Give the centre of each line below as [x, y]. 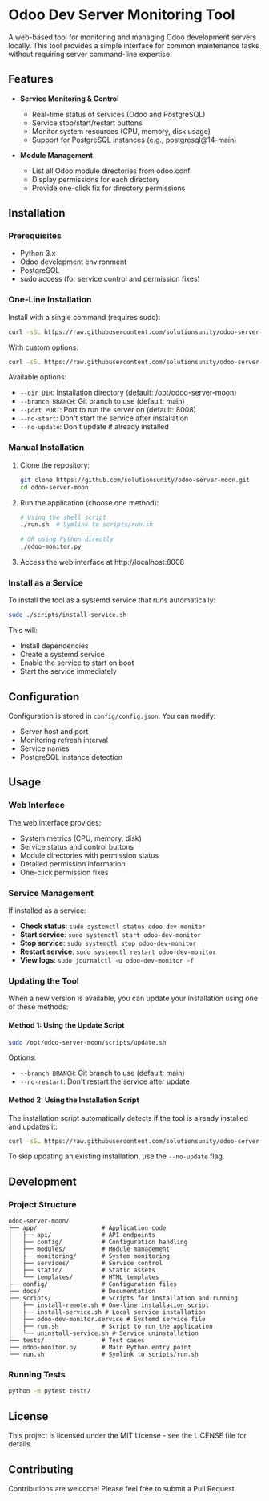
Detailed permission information [72, 863]
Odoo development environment [73, 262]
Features [31, 79]
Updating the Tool [44, 980]
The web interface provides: [55, 822]
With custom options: [43, 347]
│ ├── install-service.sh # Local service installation [107, 1312]
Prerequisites [35, 236]
